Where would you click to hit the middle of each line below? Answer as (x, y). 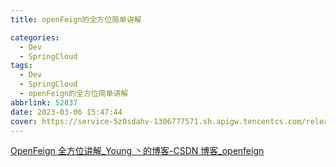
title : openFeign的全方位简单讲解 (76, 19)
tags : (21, 66)
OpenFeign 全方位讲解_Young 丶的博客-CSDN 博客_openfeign (137, 151)
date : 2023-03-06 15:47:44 (66, 112)
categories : (35, 37)
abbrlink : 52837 (44, 102)
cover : (24, 121)
